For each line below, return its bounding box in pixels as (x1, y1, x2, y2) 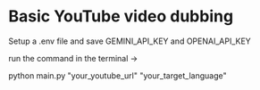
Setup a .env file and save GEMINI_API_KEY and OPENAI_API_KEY (8, 36, 251, 46)
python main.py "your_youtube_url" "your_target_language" (8, 70, 227, 81)
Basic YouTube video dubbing (8, 6, 234, 27)
